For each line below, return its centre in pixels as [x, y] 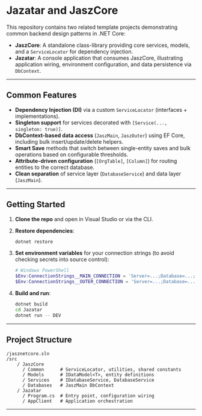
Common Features [41, 95]
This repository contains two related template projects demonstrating [92, 27]
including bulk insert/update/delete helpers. [69, 141]
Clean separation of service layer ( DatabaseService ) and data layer [98, 173]
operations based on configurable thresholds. [72, 154]
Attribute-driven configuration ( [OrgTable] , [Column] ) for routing [96, 161]
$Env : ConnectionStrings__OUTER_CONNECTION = [72, 282]
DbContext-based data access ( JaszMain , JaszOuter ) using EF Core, [100, 135]
